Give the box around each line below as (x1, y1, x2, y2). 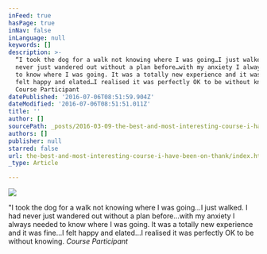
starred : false (8, 144, 59, 152)
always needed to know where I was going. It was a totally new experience (8, 220, 253, 229)
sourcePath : (8, 122, 48, 130)
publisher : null (8, 137, 62, 145)
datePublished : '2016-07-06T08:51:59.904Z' (8, 93, 155, 101)
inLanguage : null (8, 33, 66, 42)
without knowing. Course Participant (8, 237, 129, 246)
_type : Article (8, 160, 59, 167)
